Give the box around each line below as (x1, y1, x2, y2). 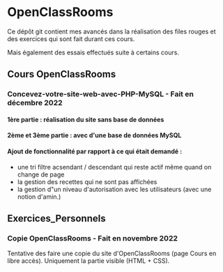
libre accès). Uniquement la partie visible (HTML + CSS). (7, 257, 170, 265)
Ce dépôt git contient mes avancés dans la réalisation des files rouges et (7, 27, 216, 36)
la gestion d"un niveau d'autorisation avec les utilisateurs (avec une (17, 185, 212, 193)
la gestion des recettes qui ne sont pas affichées (17, 177, 157, 186)
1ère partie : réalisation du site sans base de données (7, 115, 164, 123)
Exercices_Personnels (7, 213, 106, 225)
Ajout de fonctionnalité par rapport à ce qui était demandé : (7, 147, 183, 156)
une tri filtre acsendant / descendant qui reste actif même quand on (17, 163, 212, 171)
